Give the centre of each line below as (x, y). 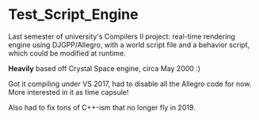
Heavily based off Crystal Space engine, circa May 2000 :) (104, 68)
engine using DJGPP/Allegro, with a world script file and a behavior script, (129, 44)
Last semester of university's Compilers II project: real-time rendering (122, 36)
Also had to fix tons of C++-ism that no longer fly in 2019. (102, 107)
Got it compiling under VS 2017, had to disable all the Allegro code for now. (130, 84)
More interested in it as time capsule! (69, 92)
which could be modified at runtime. (67, 53)
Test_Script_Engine (73, 15)
